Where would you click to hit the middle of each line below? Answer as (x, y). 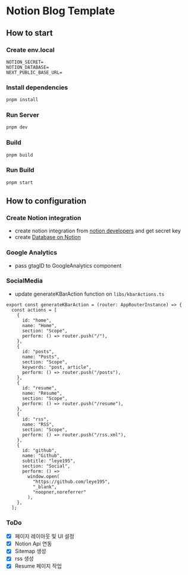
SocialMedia (24, 281)
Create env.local (30, 50)
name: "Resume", (42, 393)
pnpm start (20, 183)
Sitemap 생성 (30, 551)
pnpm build (20, 155)
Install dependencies (37, 87)
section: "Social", (46, 466)
